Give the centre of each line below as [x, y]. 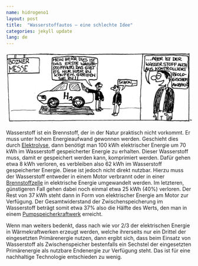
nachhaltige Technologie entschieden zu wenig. [64, 257]
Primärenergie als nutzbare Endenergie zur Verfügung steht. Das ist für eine [98, 251]
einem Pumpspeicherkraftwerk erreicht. [55, 214]
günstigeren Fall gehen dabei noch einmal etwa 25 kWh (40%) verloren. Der [99, 189]
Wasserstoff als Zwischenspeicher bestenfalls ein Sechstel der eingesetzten [99, 244]
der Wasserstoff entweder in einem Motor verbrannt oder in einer [85, 176]
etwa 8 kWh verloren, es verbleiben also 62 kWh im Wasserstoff [84, 164]
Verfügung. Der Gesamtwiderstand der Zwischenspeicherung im [85, 202]
